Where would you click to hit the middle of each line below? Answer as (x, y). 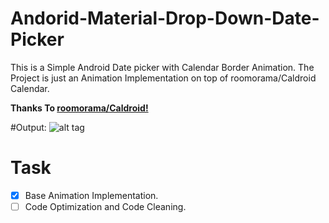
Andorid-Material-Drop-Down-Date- (165, 18)
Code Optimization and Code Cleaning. (105, 206)
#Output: (28, 127)
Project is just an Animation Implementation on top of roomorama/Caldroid (163, 78)
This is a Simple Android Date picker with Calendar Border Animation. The (162, 67)
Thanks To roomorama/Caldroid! (79, 108)
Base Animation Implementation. (91, 195)
